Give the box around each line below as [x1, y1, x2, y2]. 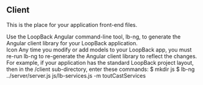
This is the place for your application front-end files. [6, 21, 138, 28]
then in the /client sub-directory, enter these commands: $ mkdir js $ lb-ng [6, 65, 195, 73]
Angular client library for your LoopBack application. [6, 39, 138, 46]
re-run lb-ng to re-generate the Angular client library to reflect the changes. [6, 52, 197, 60]
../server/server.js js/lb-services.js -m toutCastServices [6, 72, 146, 79]
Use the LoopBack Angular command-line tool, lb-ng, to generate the [6, 33, 181, 40]
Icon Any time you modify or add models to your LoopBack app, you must [6, 46, 192, 53]
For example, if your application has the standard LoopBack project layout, [6, 59, 194, 66]
